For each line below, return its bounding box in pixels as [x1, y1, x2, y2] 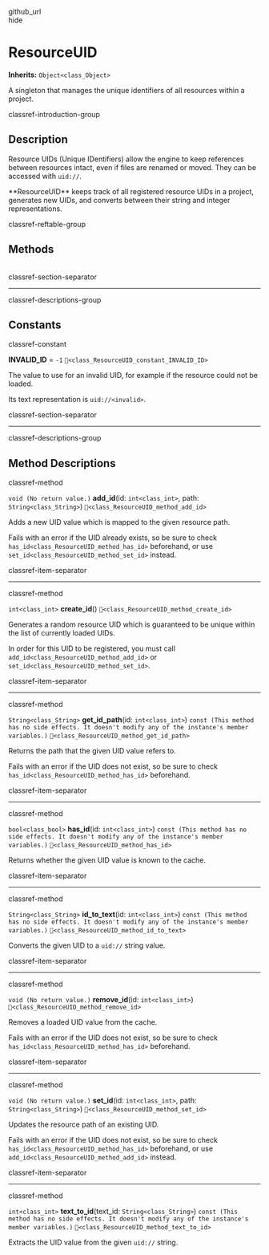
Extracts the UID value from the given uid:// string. [8, 1237, 179, 1247]
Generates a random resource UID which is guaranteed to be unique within [8, 619, 255, 629]
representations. [8, 204, 62, 213]
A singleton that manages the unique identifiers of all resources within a [8, 85, 246, 95]
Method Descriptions [8, 457, 116, 470]
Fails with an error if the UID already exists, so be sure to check [8, 533, 218, 542]
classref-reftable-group [8, 219, 86, 229]
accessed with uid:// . [8, 171, 82, 181]
